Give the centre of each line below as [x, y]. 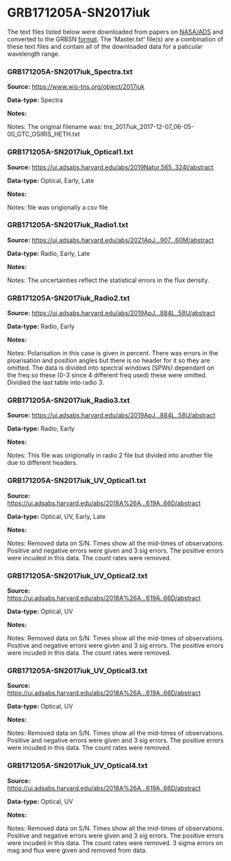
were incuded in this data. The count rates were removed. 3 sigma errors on [115, 842]
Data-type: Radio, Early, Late [49, 253]
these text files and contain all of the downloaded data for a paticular [105, 46]
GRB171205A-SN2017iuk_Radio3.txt [69, 400]
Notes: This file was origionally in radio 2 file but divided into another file [110, 455]
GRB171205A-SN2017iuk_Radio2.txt [69, 298]
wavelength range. [34, 54]
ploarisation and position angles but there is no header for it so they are [109, 361]
